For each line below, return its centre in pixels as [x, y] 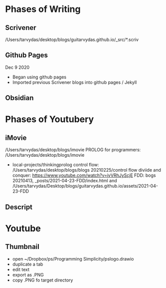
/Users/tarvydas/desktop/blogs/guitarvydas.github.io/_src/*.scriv [72, 39]
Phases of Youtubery [50, 120]
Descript [19, 207]
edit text [21, 269]
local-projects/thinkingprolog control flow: [56, 165]
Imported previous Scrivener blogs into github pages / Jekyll [75, 82]
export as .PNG [28, 275]
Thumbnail [22, 247]
